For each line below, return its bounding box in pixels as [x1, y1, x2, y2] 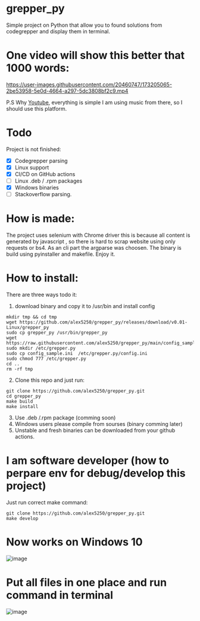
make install [6, 404, 39, 410]
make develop [6, 516, 39, 522]
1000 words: [6, 61, 70, 75]
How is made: [6, 212, 75, 225]
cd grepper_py [6, 393, 42, 400]
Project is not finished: [6, 145, 61, 153]
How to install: [6, 271, 79, 285]
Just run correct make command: [6, 499, 88, 506]
